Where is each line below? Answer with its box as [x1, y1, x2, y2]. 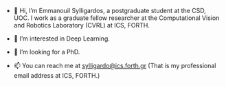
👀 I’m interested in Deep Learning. [13, 34, 110, 43]
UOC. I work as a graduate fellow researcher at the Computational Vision [13, 14, 220, 22]
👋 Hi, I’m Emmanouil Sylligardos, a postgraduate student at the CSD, [13, 7, 206, 14]
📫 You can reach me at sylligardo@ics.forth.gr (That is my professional [13, 62, 216, 69]
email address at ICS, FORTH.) [13, 72, 100, 79]
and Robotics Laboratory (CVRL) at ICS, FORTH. [13, 21, 150, 29]
